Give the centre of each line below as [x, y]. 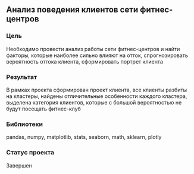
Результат [22, 77]
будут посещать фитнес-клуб [44, 109]
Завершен [19, 165]
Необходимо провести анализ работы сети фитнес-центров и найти [93, 49]
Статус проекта [30, 153]
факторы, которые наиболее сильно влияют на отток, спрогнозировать [97, 55]
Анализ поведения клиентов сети [72, 10]
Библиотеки [25, 124]
